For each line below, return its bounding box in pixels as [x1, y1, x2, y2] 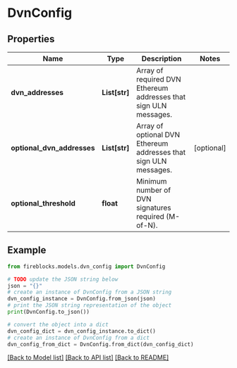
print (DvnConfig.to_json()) [7, 308, 90, 316]
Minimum [136, 177, 167, 186]
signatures [136, 203, 171, 212]
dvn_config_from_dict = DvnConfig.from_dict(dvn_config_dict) [7, 341, 194, 348]
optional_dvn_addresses [11, 143, 95, 153]
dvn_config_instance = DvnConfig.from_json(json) [7, 296, 157, 303]
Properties [7, 33, 55, 45]
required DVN [136, 75, 181, 84]
